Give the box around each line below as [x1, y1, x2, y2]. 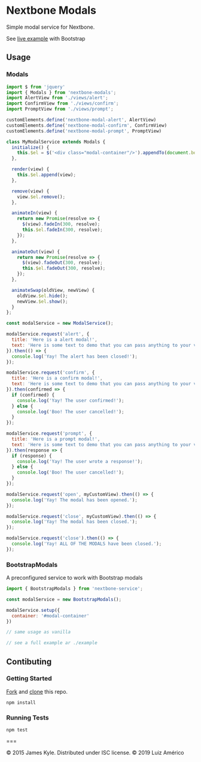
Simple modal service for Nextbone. [6, 23, 95, 31]
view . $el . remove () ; [17, 194, 66, 200]
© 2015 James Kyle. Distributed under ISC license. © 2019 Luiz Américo [6, 749, 184, 757]
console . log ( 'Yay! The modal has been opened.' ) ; [11, 497, 138, 503]
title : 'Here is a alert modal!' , [11, 337, 98, 343]
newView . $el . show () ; [17, 298, 68, 304]
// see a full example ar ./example [6, 640, 98, 646]
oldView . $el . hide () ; [17, 292, 68, 299]
